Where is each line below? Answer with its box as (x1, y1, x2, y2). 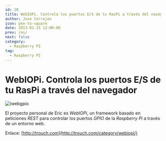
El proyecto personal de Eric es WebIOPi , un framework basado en (5, 110, 141, 116)
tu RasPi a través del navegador (5, 85, 137, 96)
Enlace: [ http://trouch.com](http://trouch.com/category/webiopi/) (5, 130, 138, 136)
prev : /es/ (5, 30, 28, 35)
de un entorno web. (5, 121, 45, 127)
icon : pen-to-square (5, 21, 48, 26)
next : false (5, 35, 30, 40)
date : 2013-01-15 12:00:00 (5, 26, 61, 30)
